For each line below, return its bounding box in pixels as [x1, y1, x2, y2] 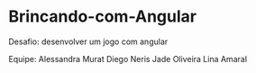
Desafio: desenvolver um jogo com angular [8, 36, 169, 47]
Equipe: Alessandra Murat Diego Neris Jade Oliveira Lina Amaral [8, 53, 248, 64]
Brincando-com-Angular [8, 6, 197, 27]
